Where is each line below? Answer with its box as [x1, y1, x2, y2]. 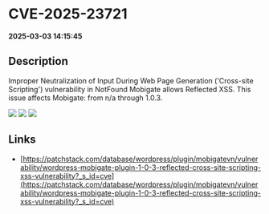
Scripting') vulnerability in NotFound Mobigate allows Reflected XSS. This [8, 84, 251, 94]
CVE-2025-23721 [8, 5, 128, 23]
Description [8, 55, 68, 68]
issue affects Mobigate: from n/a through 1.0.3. [8, 93, 163, 103]
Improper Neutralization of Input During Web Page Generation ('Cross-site [8, 75, 255, 85]
